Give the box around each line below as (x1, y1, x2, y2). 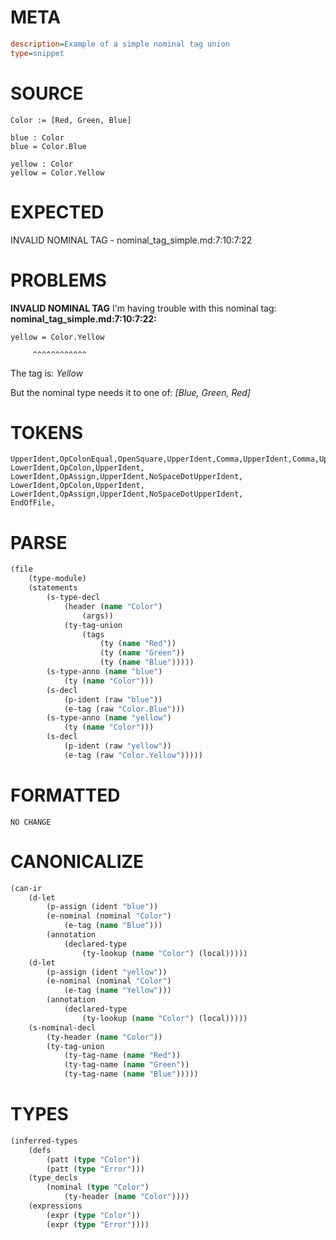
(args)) (81, 611, 114, 621)
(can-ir (10, 883, 43, 893)
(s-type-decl (46, 592, 101, 602)
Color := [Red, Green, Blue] (10, 115, 132, 125)
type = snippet (10, 48, 65, 58)
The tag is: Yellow (10, 367, 84, 379)
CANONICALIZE (10, 850, 145, 873)
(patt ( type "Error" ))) (46, 1164, 145, 1174)
